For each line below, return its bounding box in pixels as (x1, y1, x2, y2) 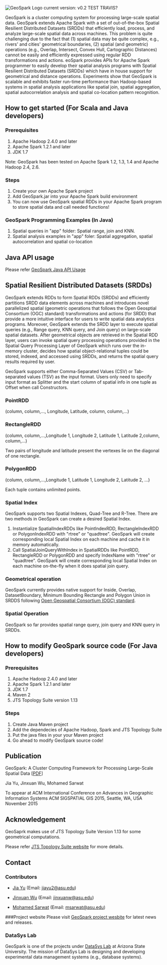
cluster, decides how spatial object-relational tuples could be (23, 347, 149, 354)
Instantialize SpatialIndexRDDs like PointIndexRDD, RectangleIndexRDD (12, 525, 159, 532)
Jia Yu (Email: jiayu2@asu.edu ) (12, 885, 76, 891)
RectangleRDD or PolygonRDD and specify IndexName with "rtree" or (12, 552, 156, 558)
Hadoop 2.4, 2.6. (5, 164, 40, 170)
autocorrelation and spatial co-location (12, 239, 92, 245)
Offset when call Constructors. (5, 384, 68, 390)
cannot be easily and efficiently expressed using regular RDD (5, 52, 131, 58)
